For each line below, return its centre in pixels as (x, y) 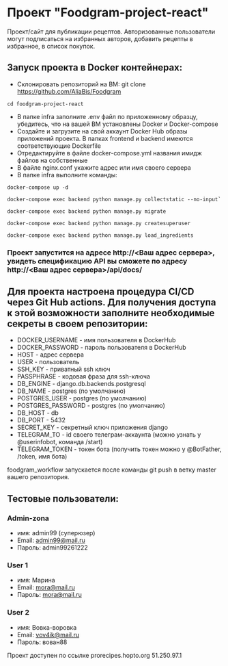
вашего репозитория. (38, 477)
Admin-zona (28, 518)
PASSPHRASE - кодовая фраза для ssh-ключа (83, 376)
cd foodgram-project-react (45, 104)
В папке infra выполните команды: (67, 175)
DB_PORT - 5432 (41, 420)
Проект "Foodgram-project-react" (108, 13)
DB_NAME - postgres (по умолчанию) (71, 391)
